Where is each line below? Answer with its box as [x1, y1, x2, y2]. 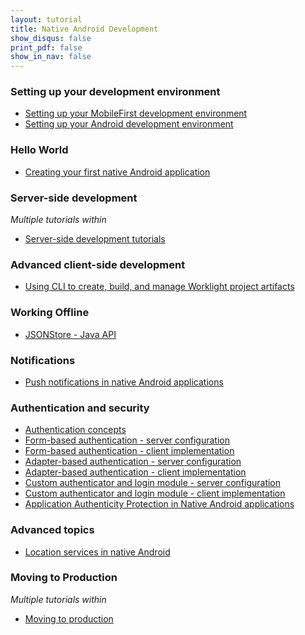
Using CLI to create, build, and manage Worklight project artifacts [24, 281, 295, 293]
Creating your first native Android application [24, 166, 211, 178]
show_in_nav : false [10, 52, 92, 62]
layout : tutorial [10, 14, 83, 25]
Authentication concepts [24, 424, 127, 436]
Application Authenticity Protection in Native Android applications [24, 498, 295, 510]
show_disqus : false [10, 33, 92, 43]
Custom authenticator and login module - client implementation [24, 487, 286, 500]
